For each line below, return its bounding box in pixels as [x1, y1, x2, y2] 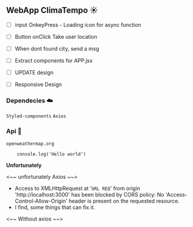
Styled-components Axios [6, 113, 67, 119]
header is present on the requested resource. [68, 197, 180, 204]
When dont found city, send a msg [14, 45, 100, 52]
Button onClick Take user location [14, 33, 97, 40]
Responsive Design [14, 81, 62, 88]
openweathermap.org [6, 141, 55, 147]
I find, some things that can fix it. [14, 203, 96, 211]
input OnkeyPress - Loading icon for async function [14, 21, 141, 28]
